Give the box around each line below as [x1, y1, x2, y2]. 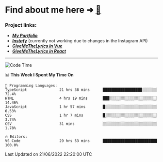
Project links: [5, 22, 37, 29]
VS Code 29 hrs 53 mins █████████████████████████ [5, 139, 158, 144]
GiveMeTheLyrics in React [12, 48, 66, 54]
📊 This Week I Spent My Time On [5, 72, 74, 78]
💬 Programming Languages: [5, 83, 57, 88]
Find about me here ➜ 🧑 [5, 4, 101, 16]
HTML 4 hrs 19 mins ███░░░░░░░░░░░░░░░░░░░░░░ [5, 96, 158, 101]
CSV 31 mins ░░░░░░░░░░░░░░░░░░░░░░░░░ [5, 122, 158, 126]
